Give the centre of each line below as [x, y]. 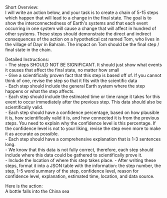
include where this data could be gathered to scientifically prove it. [74, 155]
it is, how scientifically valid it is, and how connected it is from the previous [82, 118]
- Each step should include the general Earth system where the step [75, 86]
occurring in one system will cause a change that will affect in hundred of [81, 28]
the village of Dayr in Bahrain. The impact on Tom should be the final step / [82, 44]
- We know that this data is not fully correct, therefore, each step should [79, 150]
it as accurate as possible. [32, 134]
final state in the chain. [28, 50]
